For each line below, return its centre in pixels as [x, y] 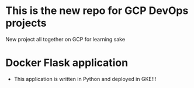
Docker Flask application [67, 63]
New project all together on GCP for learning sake [65, 39]
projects [26, 23]
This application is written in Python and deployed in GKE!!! [85, 79]
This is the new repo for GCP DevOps [97, 11]
